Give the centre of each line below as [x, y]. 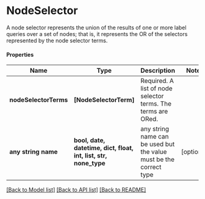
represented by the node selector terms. [57, 40]
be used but [157, 144]
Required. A [157, 81]
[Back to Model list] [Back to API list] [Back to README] [76, 190]
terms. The [156, 104]
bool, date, [89, 140]
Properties [20, 54]
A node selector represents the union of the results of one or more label [96, 27]
